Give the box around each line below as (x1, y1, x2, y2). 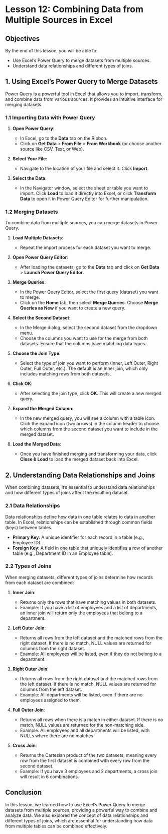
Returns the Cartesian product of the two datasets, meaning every (20, 752, 157, 758)
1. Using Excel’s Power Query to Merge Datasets (5, 77, 158, 86)
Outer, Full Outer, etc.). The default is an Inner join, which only (20, 365, 148, 371)
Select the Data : (12, 175, 47, 181)
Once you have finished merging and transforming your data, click (20, 451, 157, 457)
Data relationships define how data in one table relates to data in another (5, 514, 155, 520)
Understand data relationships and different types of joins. (12, 63, 133, 69)
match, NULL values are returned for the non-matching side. (20, 722, 145, 728)
